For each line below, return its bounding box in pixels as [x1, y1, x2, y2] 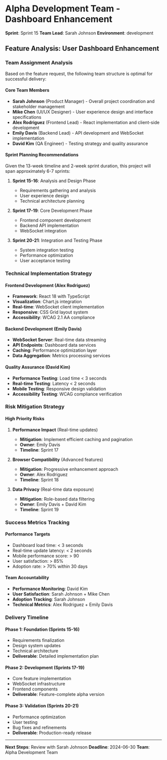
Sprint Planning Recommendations [5, 152, 79, 158]
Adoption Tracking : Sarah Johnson [12, 597, 85, 603]
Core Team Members [5, 87, 50, 93]
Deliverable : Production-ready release [12, 730, 92, 736]
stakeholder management [12, 103, 65, 109]
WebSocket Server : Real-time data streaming [12, 337, 106, 343]
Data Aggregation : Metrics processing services [12, 353, 110, 359]
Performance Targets [5, 531, 51, 537]
